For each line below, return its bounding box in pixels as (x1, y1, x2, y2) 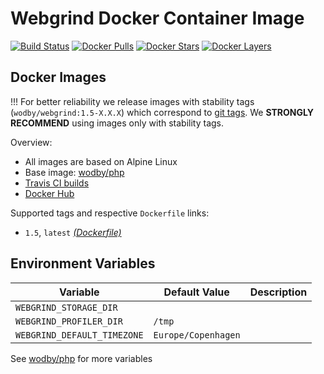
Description (249, 285, 308, 299)
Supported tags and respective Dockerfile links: (10, 207, 210, 219)
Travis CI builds (24, 177, 90, 189)
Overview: (10, 136, 53, 148)
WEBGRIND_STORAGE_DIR (15, 302, 118, 313)
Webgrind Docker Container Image (10, 7, 305, 30)
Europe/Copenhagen (153, 329, 241, 341)
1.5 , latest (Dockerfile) (24, 226, 122, 238)
